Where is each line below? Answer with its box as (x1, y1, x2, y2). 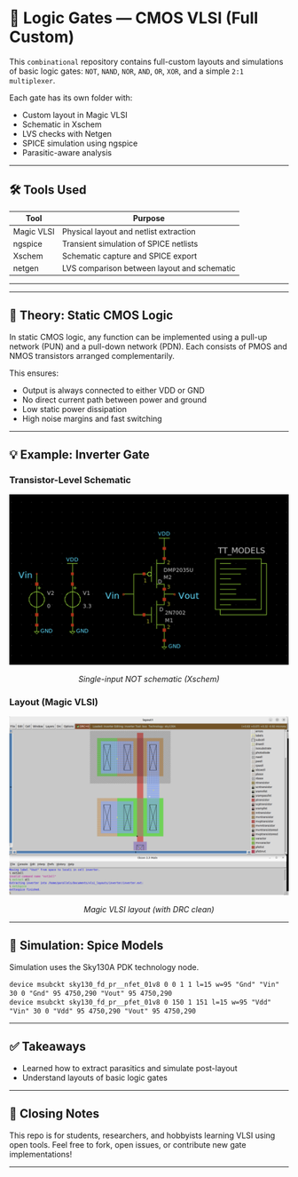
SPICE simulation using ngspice (21, 138, 138, 148)
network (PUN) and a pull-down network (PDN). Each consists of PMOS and (9, 341, 288, 352)
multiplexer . (9, 75, 56, 85)
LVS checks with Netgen (21, 128, 113, 139)
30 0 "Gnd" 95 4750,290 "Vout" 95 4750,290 (9, 989, 173, 998)
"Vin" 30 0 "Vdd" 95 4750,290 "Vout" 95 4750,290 (9, 1006, 197, 1015)
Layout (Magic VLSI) (9, 696, 99, 708)
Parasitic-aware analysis (21, 147, 113, 158)
